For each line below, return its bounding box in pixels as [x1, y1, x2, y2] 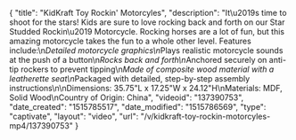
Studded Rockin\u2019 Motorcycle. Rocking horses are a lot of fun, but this [9, 27, 285, 36]
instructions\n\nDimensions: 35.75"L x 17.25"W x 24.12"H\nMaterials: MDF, [9, 83, 283, 93]
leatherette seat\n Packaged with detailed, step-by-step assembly [9, 74, 251, 83]
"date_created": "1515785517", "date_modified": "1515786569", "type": [9, 102, 267, 112]
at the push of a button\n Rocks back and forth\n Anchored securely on [9, 55, 267, 65]
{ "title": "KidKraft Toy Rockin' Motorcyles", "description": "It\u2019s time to [9, 8, 287, 18]
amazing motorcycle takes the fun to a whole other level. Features [9, 35, 251, 46]
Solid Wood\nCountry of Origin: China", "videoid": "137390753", [9, 92, 244, 103]
